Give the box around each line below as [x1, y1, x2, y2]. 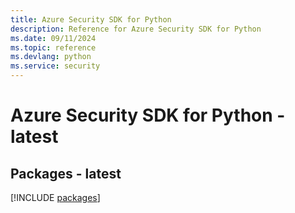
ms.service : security [10, 61, 101, 71]
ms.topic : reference [10, 42, 97, 53]
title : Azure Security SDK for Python [10, 14, 172, 25]
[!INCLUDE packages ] [10, 192, 101, 203]
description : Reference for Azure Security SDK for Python [10, 24, 262, 34]
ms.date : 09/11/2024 [10, 33, 97, 43]
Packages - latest [10, 165, 122, 182]
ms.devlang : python [10, 52, 92, 62]
